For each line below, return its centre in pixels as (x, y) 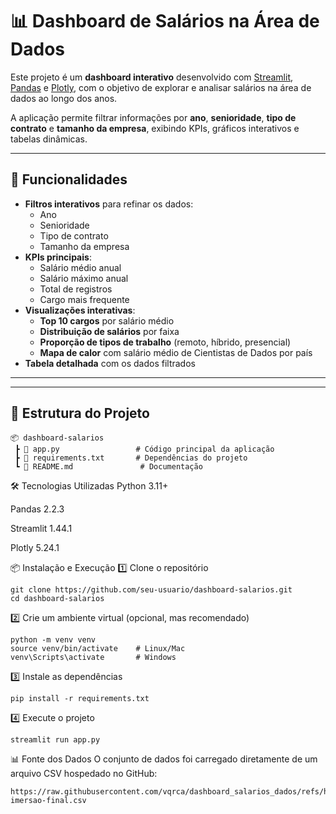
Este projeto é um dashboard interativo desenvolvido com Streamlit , (152, 77)
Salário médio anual (80, 267)
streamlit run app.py (55, 739)
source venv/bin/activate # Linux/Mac (98, 648)
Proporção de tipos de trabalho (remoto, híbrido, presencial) (165, 342)
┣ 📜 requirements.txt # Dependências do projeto (131, 458)
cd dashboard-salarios (57, 598)
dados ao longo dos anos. (64, 98)
